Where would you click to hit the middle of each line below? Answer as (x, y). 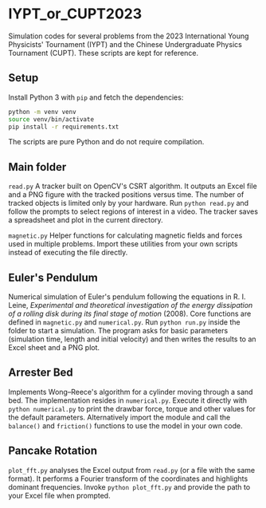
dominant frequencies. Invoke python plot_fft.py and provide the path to (129, 486)
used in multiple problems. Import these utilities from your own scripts (123, 244)
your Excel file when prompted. (59, 495)
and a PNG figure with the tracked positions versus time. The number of (126, 195)
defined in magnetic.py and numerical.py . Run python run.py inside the (124, 322)
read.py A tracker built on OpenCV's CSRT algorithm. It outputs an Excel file (133, 186)
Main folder (37, 167)
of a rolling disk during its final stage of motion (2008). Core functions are (130, 313)
